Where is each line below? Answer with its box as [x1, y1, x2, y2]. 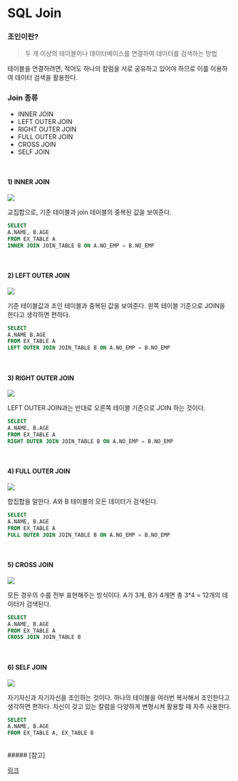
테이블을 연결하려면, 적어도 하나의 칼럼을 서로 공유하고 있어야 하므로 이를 [7, 64, 209, 73]
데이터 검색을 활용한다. [14, 73, 78, 82]
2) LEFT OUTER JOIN [7, 271, 70, 280]
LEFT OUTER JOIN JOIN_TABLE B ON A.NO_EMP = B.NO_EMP [7, 344, 171, 352]
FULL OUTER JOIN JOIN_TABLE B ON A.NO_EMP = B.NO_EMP [7, 531, 171, 538]
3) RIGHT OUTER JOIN [7, 373, 75, 382]
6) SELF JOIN [7, 663, 48, 671]
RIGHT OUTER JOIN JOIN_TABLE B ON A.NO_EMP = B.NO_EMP [7, 438, 174, 445]
